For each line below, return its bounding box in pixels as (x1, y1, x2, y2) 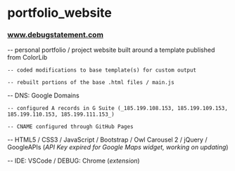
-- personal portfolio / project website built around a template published (7, 46, 215, 54)
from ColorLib (7, 53, 48, 62)
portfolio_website (7, 5, 113, 21)
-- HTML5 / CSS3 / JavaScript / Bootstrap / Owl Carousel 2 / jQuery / (7, 135, 208, 144)
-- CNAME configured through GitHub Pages (7, 123, 134, 130)
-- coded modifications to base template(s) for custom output (7, 67, 197, 74)
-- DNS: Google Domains (7, 91, 80, 100)
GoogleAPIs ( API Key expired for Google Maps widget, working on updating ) (7, 143, 229, 151)
